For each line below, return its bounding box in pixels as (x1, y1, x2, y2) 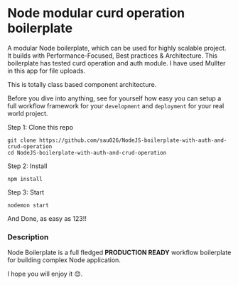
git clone (7, 137, 37, 144)
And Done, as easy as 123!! (7, 214, 87, 222)
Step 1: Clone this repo (7, 123, 73, 131)
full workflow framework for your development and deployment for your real (7, 101, 225, 110)
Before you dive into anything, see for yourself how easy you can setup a (7, 94, 222, 103)
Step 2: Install (7, 162, 48, 170)
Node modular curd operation (7, 5, 185, 21)
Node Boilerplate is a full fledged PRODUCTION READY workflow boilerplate (7, 248, 232, 257)
